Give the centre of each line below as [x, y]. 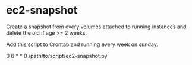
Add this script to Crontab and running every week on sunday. [82, 44]
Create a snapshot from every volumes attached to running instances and [96, 27]
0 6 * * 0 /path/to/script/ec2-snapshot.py [57, 56]
